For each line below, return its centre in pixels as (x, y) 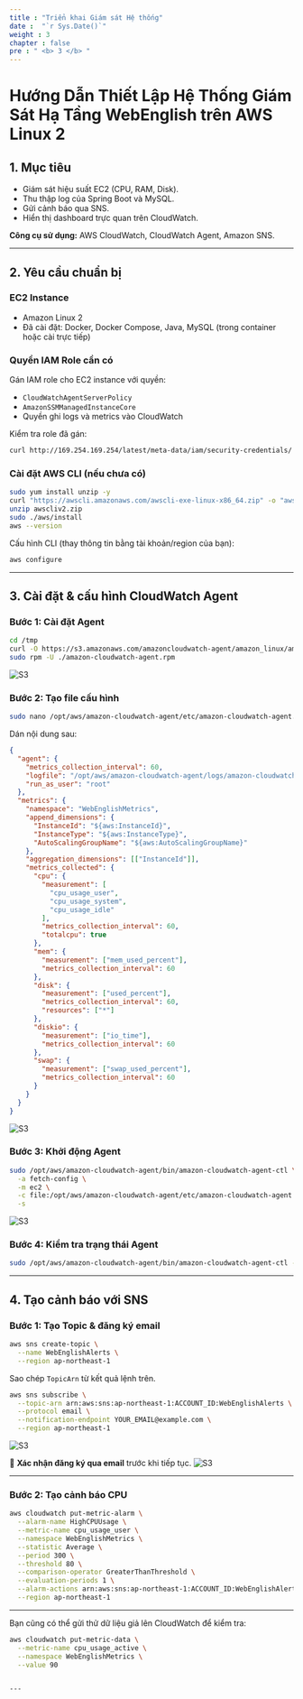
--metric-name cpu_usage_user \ (78, 1530)
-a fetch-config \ (52, 1178)
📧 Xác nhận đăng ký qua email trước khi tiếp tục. (101, 1464)
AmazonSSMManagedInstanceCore (79, 408)
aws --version (36, 526)
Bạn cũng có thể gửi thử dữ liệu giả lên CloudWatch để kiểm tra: (128, 1623)
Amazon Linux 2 (52, 318)
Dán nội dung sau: (43, 734)
